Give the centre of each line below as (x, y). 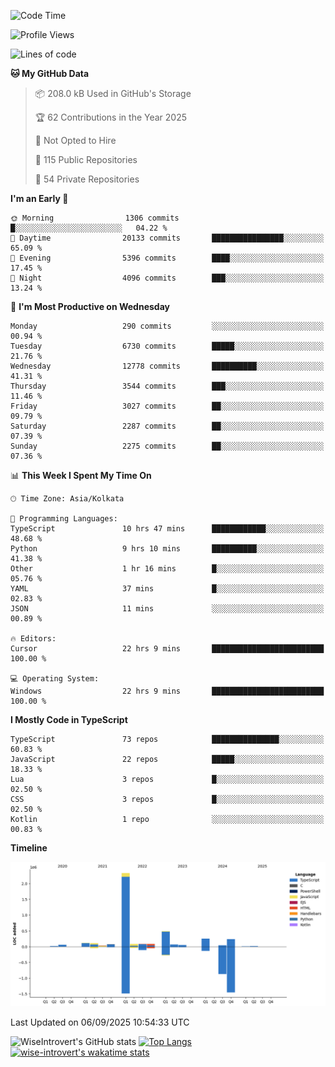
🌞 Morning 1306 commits (95, 218)
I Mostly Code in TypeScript (69, 719)
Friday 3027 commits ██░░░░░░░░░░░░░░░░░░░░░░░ (167, 406)
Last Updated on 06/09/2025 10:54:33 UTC (100, 1022)
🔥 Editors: (33, 639)
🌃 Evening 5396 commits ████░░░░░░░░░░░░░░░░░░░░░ (167, 258)
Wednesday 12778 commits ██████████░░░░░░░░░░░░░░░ (167, 366)
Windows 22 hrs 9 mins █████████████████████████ (167, 691)
